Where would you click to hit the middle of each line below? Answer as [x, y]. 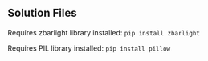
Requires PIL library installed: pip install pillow [89, 48]
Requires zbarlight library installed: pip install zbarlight [104, 32]
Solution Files [42, 13]
